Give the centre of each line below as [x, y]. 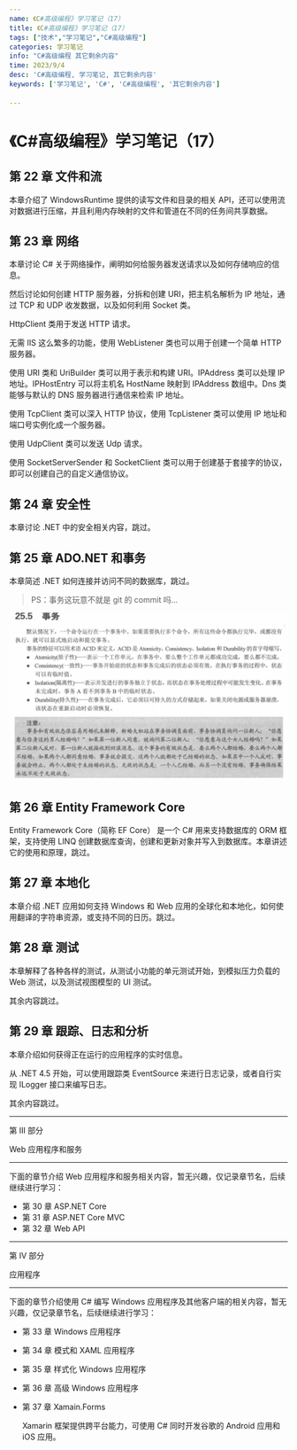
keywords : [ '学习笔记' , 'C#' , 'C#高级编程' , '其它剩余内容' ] [115, 84]
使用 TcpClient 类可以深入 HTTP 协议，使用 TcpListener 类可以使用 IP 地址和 [148, 414]
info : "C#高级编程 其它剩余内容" [64, 56]
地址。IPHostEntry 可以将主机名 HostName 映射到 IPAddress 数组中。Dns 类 [148, 384]
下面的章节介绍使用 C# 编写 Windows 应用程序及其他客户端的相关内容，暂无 [148, 1301]
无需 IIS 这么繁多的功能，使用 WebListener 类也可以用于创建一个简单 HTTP [145, 343]
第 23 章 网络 [44, 242]
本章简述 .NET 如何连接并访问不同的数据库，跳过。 [102, 581]
